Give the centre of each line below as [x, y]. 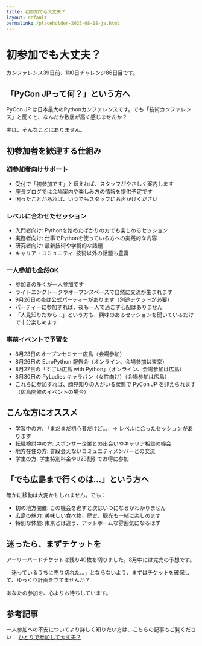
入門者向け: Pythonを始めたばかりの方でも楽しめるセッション [91, 230]
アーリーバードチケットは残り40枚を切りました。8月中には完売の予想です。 [101, 560]
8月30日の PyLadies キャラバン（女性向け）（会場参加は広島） [92, 376]
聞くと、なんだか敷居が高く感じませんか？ [75, 117]
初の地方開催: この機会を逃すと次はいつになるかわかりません [90, 508]
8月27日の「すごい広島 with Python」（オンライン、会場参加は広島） [100, 369]
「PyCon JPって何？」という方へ [68, 93]
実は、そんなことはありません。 [46, 130]
